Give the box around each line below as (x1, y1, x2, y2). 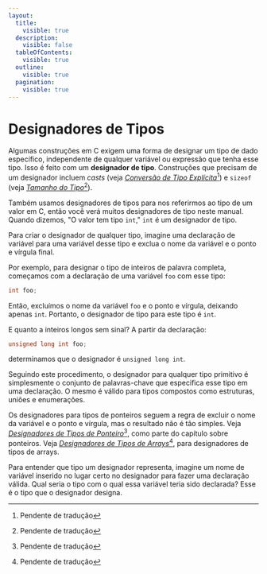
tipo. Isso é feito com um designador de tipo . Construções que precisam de (8, 163, 257, 173)
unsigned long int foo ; (8, 339, 87, 348)
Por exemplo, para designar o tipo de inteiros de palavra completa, (8, 262, 226, 272)
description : (15, 33, 59, 42)
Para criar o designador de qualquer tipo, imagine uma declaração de (8, 230, 236, 239)
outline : (15, 64, 44, 72)
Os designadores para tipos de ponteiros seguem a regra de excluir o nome (8, 410, 256, 420)
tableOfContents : (15, 48, 73, 56)
